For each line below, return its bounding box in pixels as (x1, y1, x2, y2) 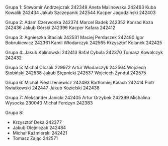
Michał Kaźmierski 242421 (12, 130, 67, 136)
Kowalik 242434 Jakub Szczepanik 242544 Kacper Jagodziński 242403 (5, 10, 156, 16)
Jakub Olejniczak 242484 (12, 125, 66, 130)
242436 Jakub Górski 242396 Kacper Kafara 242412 (5, 25, 116, 31)
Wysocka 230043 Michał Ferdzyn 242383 (5, 100, 93, 106)
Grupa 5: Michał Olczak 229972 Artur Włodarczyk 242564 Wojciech (5, 65, 146, 70)
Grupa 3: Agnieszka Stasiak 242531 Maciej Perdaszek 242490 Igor (5, 35, 144, 40)
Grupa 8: (5, 110, 24, 115)
